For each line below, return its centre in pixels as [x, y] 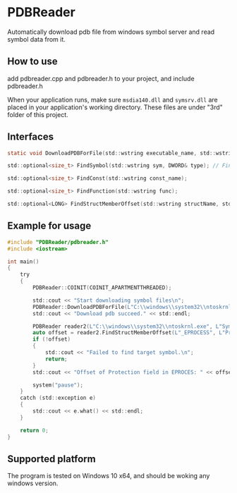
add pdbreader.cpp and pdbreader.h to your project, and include [101, 78]
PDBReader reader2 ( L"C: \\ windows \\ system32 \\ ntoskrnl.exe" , [123, 326]
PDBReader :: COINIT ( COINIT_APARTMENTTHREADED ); [102, 288]
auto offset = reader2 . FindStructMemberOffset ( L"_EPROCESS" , [124, 333]
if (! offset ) [52, 339]
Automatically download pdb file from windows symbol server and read [111, 32]
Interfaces [31, 137]
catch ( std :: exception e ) [58, 398]
